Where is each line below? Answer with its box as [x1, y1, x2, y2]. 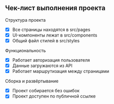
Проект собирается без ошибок [12, 88, 80, 94]
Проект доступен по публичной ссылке [12, 93, 96, 99]
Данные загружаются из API [12, 63, 73, 69]
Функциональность [5, 48, 46, 53]
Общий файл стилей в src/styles [12, 37, 80, 43]
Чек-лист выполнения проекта [5, 4, 106, 12]
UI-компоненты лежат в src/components [12, 32, 98, 38]
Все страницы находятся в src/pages [12, 27, 90, 33]
